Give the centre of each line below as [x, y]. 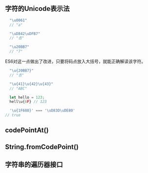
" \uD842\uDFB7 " [25, 34]
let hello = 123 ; [27, 97]
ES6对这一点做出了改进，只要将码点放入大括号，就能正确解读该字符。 [75, 61]
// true [13, 115]
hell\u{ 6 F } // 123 [28, 102]
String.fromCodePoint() [42, 147]
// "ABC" [18, 88]
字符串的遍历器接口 [34, 165]
